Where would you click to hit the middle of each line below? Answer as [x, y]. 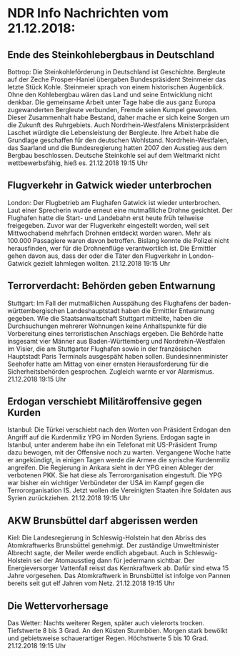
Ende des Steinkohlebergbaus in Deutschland [111, 55]
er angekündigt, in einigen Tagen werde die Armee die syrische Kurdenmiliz [119, 460]
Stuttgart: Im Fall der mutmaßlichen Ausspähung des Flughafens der [108, 303]
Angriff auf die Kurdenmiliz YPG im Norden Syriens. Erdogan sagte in [109, 437]
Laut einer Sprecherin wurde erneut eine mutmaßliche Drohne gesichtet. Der [120, 210]
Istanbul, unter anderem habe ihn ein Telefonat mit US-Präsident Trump [112, 445]
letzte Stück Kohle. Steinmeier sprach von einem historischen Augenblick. [116, 87]
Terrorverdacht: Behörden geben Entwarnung [111, 286]
